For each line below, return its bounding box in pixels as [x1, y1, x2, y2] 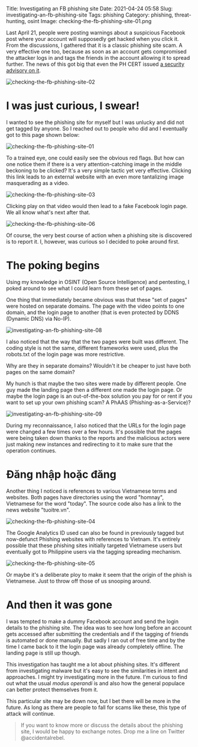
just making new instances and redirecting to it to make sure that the [6, 440, 173, 448]
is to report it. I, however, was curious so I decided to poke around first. [6, 238, 180, 245]
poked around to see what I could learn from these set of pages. [6, 285, 163, 292]
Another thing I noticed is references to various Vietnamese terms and [6, 487, 177, 494]
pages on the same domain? [6, 368, 75, 375]
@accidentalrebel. [20, 734, 65, 741]
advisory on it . [6, 67, 41, 74]
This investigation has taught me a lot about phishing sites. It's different [6, 660, 180, 668]
